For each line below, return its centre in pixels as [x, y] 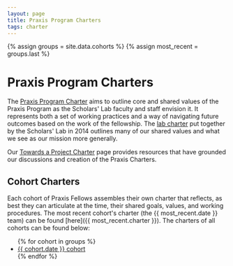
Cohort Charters [44, 181]
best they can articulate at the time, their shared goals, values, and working [115, 206]
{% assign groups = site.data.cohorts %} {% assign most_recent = [103, 47]
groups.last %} [29, 54]
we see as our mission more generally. [62, 139]
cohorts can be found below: [49, 228]
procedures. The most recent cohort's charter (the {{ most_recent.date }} [113, 213]
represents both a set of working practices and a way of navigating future [113, 117]
